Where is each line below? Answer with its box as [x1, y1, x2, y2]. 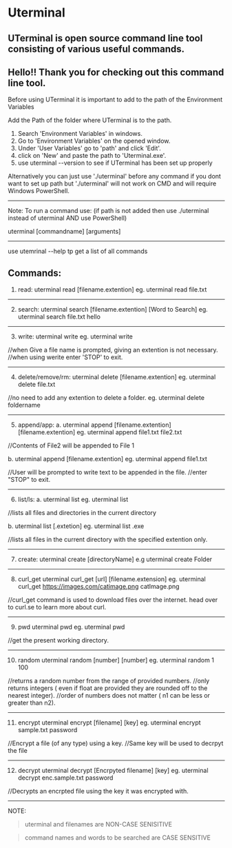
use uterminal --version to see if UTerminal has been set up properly [17, 159, 213, 167]
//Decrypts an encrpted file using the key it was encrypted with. [8, 787, 189, 796]
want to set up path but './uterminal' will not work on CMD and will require [8, 179, 217, 188]
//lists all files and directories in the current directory [8, 509, 157, 517]
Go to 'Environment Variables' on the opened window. [17, 137, 171, 145]
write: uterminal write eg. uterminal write [17, 332, 133, 341]
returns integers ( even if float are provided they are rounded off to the [8, 684, 208, 692]
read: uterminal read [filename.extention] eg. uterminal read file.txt [17, 285, 207, 294]
